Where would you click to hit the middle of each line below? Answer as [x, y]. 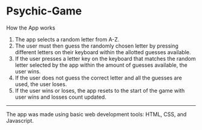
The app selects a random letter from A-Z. [67, 39]
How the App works [31, 28]
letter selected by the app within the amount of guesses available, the [101, 65]
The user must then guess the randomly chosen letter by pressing [96, 46]
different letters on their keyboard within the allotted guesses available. [103, 52]
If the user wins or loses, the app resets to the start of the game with [100, 90]
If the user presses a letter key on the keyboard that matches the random [105, 58]
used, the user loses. [41, 84]
